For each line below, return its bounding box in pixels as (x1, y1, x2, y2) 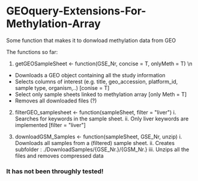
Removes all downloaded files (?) (14, 97, 97, 104)
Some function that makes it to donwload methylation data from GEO (6, 37, 176, 44)
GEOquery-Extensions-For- (6, 4, 146, 18)
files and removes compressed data (14, 152, 104, 159)
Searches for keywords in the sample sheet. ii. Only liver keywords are (14, 115, 189, 122)
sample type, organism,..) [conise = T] (14, 84, 110, 91)
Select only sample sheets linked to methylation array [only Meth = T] (14, 90, 187, 98)
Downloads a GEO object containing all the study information (14, 71, 166, 79)
